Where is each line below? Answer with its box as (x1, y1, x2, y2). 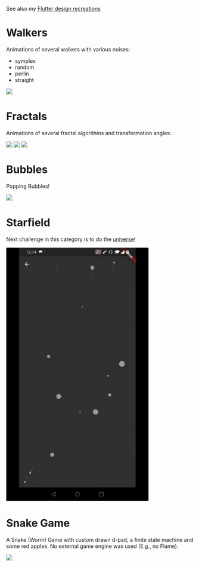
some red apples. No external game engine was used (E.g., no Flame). (6, 542, 179, 550)
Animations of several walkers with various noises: (6, 45, 130, 53)
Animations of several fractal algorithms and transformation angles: (6, 129, 172, 136)
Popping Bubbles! (6, 182, 50, 190)
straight (14, 76, 34, 83)
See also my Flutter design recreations (6, 5, 101, 12)
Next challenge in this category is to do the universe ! (6, 236, 136, 243)
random (14, 63, 35, 71)
